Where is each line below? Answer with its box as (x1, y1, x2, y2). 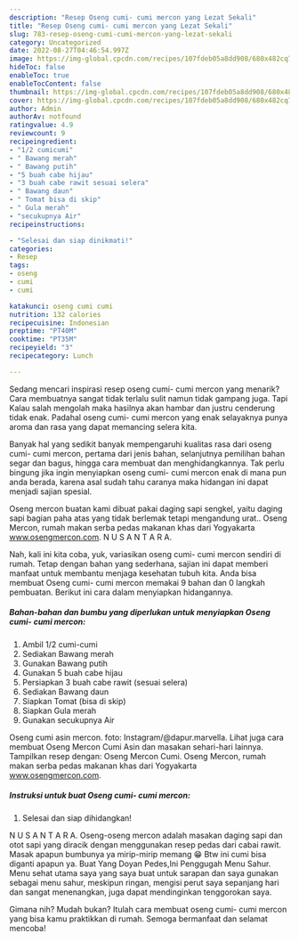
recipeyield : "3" (9, 344, 74, 353)
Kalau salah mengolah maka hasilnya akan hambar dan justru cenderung (9, 402, 276, 413)
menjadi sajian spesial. (9, 486, 93, 497)
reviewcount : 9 (9, 129, 66, 138)
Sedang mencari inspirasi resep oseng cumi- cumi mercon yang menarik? (9, 384, 280, 394)
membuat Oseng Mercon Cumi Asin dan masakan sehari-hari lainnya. (9, 741, 264, 752)
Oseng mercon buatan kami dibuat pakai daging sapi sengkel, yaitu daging (9, 503, 283, 514)
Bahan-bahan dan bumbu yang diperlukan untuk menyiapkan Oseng (9, 607, 271, 618)
